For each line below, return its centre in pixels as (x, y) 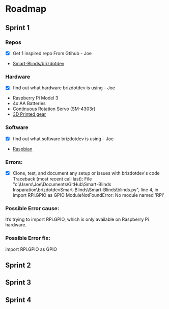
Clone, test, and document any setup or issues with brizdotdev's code (86, 173)
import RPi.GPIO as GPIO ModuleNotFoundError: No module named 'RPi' (88, 195)
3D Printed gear (29, 114)
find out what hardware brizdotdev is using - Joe (64, 88)
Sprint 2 (18, 265)
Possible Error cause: (32, 208)
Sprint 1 (18, 28)
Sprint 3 (18, 283)
